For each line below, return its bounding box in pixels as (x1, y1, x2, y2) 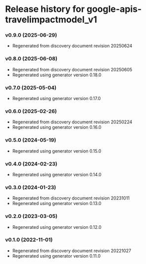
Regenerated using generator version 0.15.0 (12, 148, 101, 154)
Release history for (5, 3, 85, 15)
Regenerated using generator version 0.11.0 (12, 253, 101, 259)
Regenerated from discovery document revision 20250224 (12, 119, 133, 125)
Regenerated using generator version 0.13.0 (12, 201, 101, 207)
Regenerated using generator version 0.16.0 (12, 124, 101, 130)
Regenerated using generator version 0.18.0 (12, 72, 101, 78)
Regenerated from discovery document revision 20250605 (12, 66, 133, 72)
